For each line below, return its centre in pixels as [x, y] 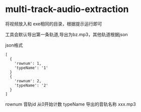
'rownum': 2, [28, 81]
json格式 [14, 45]
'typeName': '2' [31, 85]
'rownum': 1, [28, 63]
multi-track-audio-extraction [67, 9]
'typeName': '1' [31, 68]
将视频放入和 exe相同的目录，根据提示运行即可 [54, 24]
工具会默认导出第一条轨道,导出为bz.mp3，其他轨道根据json [67, 34]
